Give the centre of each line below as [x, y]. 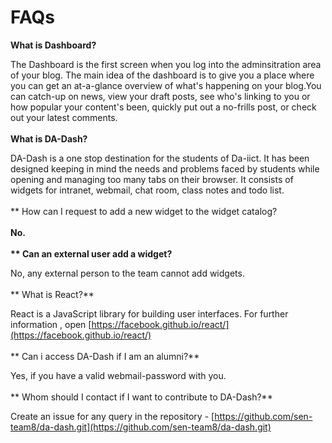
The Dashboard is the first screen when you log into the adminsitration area [166, 64]
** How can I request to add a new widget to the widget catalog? [144, 211]
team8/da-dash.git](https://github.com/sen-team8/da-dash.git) [141, 427]
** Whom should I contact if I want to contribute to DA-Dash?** [141, 397]
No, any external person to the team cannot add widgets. [127, 273]
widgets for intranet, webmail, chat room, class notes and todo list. [147, 190]
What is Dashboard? [53, 45]
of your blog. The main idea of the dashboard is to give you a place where [162, 75]
